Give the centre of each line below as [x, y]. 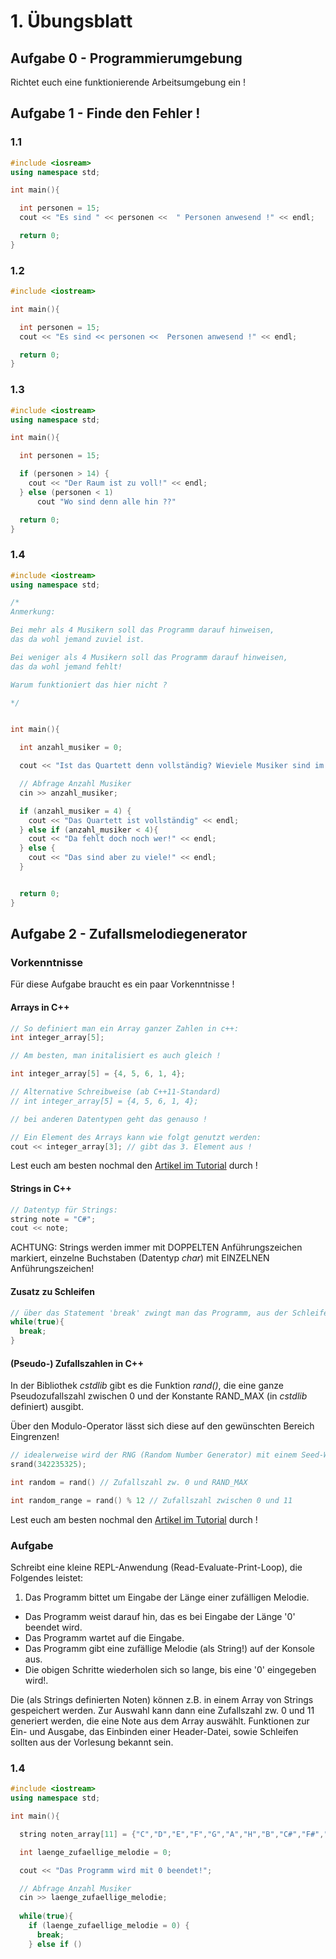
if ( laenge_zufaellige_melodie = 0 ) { [109, 1926]
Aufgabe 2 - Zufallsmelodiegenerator [129, 934]
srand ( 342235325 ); [48, 1465]
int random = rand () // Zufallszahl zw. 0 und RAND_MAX [129, 1482]
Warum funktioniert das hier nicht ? [89, 685]
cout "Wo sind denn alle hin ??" [106, 501]
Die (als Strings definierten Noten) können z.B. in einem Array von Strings [162, 1699]
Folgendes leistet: [47, 1578]
